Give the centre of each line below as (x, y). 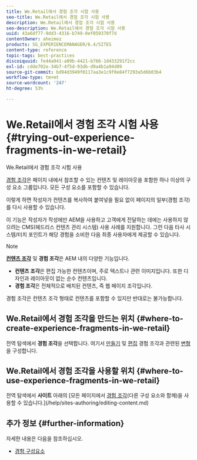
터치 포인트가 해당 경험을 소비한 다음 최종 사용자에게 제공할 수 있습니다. (99, 234)
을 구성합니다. (22, 350)
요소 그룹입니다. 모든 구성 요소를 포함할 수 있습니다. (71, 187)
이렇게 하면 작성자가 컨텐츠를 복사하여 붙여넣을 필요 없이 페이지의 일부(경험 (92, 200)
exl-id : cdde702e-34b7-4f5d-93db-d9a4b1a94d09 (64, 66)
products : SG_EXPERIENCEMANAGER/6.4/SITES (59, 45)
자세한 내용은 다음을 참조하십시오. (45, 439)
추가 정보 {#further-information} (65, 423)
